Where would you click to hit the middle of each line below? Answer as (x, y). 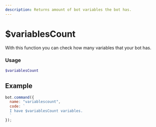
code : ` (18, 106)
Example (19, 86)
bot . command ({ (20, 97)
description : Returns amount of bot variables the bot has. (69, 10)
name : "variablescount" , (35, 102)
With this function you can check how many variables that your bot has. (78, 48)
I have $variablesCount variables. (46, 111)
